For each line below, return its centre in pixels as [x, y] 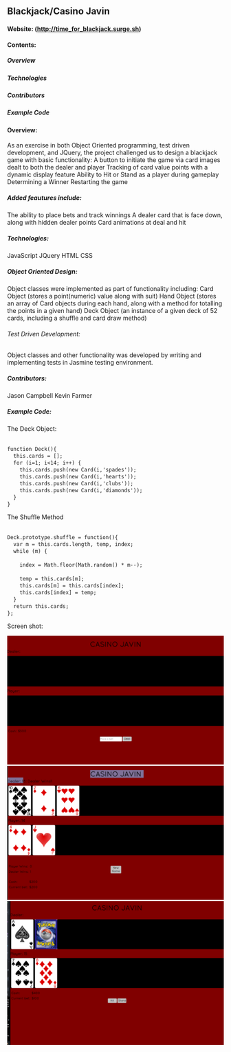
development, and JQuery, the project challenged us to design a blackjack [112, 153]
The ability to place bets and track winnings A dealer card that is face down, [115, 215]
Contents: [22, 45]
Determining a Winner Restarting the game [68, 182]
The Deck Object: [32, 429]
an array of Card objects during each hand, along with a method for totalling [115, 303]
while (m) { [31, 552]
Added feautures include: [45, 198]
